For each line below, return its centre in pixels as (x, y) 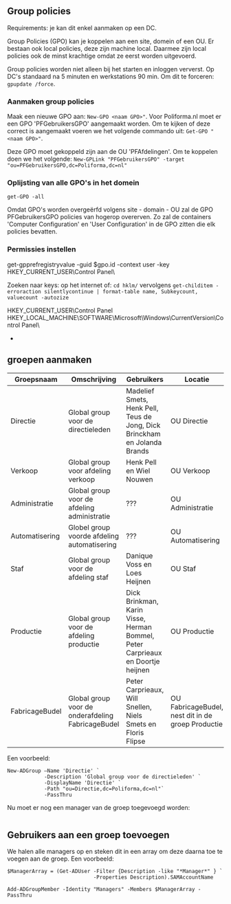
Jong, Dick (143, 425)
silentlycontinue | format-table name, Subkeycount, (121, 291)
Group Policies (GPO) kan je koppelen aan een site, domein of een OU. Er (111, 41)
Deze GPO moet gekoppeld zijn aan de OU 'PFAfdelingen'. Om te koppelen (112, 152)
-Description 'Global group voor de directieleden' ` (122, 777)
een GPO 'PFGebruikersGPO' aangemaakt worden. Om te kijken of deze (109, 124)
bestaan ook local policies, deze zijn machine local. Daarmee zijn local (107, 48)
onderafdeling (91, 715)
